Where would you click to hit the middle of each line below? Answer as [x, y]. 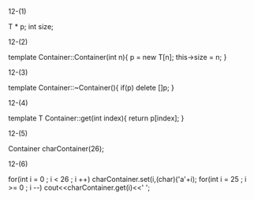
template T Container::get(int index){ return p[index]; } [96, 118]
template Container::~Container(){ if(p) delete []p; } [92, 87]
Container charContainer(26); [56, 148]
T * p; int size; [31, 26]
